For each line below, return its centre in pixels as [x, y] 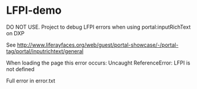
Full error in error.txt [31, 81]
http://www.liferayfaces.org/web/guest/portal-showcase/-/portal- [98, 45]
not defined [20, 69]
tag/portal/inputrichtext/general [45, 51]
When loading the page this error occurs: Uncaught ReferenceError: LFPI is [98, 63]
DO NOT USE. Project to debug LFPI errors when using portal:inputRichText [98, 27]
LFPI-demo [34, 10]
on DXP [15, 33]
